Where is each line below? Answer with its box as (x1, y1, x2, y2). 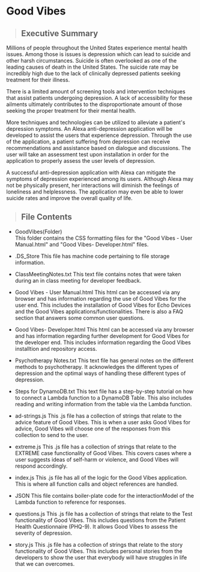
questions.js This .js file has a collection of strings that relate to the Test (14, 510, 193, 517)
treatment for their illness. (6, 77, 70, 83)
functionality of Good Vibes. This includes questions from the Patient (14, 517, 186, 524)
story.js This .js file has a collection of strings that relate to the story (14, 541, 183, 548)
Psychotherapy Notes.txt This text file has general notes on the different (14, 357, 194, 364)
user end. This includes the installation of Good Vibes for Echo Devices (14, 301, 191, 309)
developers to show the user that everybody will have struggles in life (14, 553, 187, 561)
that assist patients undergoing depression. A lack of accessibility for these (6, 95, 193, 101)
